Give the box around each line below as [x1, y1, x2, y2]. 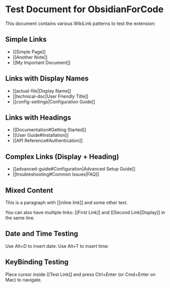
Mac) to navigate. [5, 276, 42, 283]
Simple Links [5, 35, 47, 44]
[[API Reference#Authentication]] [12, 137, 83, 143]
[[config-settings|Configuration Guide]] [12, 98, 96, 105]
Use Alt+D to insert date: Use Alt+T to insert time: [5, 243, 109, 249]
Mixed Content [5, 186, 53, 194]
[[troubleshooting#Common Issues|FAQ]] [12, 171, 99, 178]
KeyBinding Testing [5, 258, 69, 267]
